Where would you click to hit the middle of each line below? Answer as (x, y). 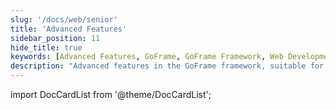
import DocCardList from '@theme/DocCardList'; (111, 94)
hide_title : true (46, 47)
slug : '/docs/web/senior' (64, 19)
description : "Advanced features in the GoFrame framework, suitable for (167, 66)
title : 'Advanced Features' (69, 29)
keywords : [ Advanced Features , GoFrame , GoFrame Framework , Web (147, 57)
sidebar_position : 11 (55, 38)
